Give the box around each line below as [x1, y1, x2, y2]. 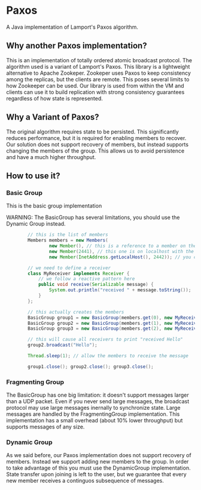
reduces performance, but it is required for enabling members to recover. [6, 134, 187, 141]
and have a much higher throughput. [6, 153, 96, 160]
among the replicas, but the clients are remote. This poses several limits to [6, 75, 190, 83]
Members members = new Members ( [28, 238, 109, 244]
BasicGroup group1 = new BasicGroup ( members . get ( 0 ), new [28, 315, 173, 321]
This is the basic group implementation [6, 202, 102, 209]
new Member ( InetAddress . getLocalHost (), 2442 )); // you [48, 254, 191, 260]
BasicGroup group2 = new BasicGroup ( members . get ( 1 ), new [28, 320, 173, 326]
